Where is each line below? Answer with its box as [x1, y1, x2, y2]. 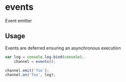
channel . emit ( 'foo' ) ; [5, 68, 50, 73]
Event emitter [5, 18, 32, 24]
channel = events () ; [14, 59, 56, 64]
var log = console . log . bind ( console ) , [5, 55, 84, 59]
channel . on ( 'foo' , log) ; [5, 73, 56, 78]
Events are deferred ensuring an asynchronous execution [5, 45, 121, 51]
